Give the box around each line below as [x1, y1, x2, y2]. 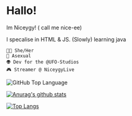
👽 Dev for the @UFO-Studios [6, 59, 79, 65]
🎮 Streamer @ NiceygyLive [6, 67, 75, 73]
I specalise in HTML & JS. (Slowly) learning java [6, 35, 127, 43]
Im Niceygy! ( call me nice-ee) [6, 24, 82, 31]
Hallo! [6, 4, 37, 18]
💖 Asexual [6, 53, 32, 59]
